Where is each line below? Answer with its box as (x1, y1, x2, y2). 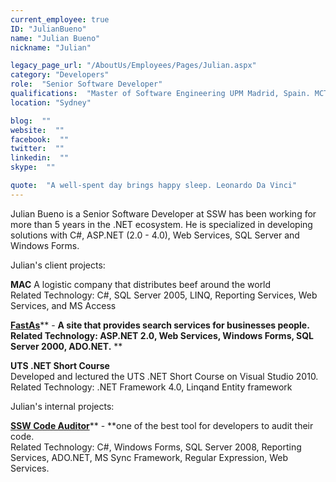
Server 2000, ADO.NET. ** (10, 340, 123, 352)
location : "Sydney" (10, 97, 92, 108)
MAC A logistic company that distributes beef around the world (10, 278, 272, 290)
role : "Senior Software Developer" (10, 79, 163, 90)
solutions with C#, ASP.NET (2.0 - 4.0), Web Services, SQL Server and (10, 229, 300, 241)
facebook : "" (10, 134, 70, 145)
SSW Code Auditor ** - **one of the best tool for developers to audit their (10, 419, 314, 431)
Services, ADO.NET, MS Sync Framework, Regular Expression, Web (10, 451, 289, 463)
